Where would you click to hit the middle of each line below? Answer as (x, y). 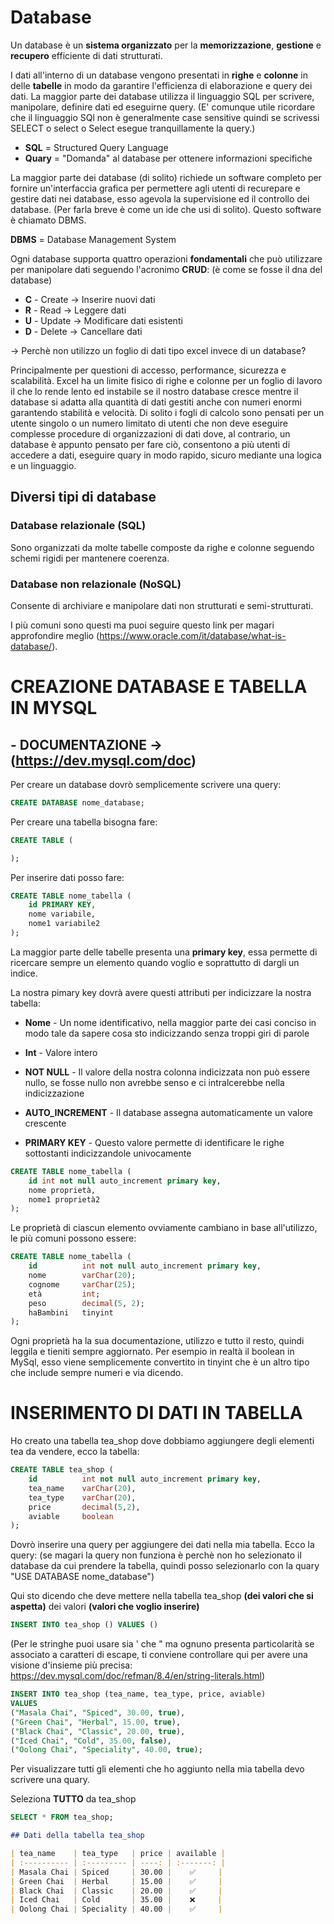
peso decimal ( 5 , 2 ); (86, 1303)
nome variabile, (62, 914)
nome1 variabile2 (64, 924)
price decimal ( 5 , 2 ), (84, 1507)
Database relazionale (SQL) (78, 526)
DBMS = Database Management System (93, 239)
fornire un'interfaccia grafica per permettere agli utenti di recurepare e (155, 188)
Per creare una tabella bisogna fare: (84, 822)
